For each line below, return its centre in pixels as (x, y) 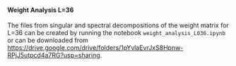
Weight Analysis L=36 (41, 10)
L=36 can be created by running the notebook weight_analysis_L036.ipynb (117, 33)
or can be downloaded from (48, 40)
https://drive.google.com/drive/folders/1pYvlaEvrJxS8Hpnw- (95, 48)
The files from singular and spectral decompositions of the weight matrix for (118, 25)
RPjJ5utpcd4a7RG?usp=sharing (54, 55)
